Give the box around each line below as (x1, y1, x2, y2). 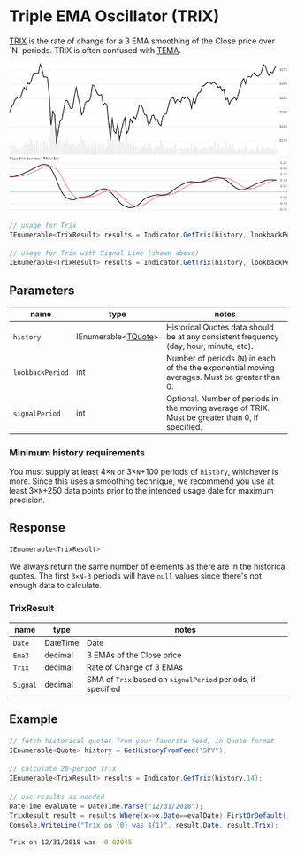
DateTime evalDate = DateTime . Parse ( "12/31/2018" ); (9, 802, 203, 811)
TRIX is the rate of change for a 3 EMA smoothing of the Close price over (9, 35, 276, 46)
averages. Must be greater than (166, 371, 281, 382)
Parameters (9, 283, 75, 298)
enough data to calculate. (9, 579, 103, 590)
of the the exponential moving (166, 361, 275, 373)
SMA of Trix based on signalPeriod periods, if (87, 674, 256, 685)
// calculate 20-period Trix (9, 765, 117, 773)
